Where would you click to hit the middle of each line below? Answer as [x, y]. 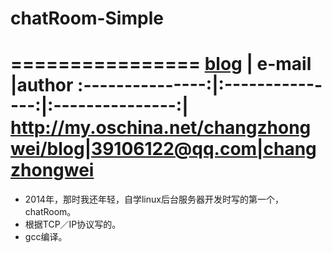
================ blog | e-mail [161, 64]
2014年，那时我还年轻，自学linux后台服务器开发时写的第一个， [154, 199]
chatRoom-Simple [87, 18]
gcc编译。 [46, 237]
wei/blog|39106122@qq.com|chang [163, 149]
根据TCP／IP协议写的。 [73, 224]
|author [42, 85]
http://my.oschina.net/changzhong [161, 128]
